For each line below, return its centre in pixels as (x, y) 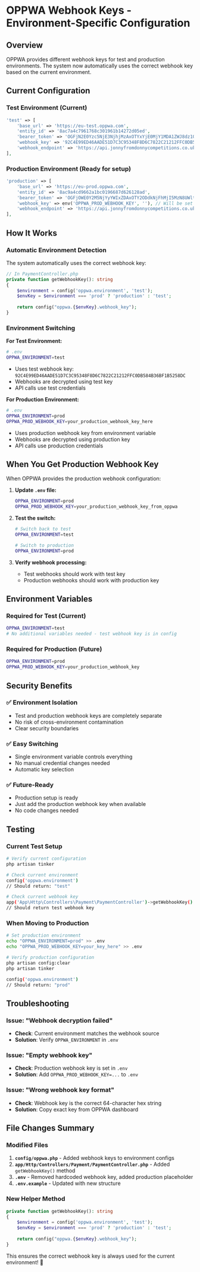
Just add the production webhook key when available (80, 804)
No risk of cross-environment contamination (69, 722)
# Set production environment (44, 936)
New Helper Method (36, 1199)
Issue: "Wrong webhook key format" (60, 1090)
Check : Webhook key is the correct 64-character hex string (88, 1103)
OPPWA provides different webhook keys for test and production (85, 59)
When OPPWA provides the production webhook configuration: (84, 478)
